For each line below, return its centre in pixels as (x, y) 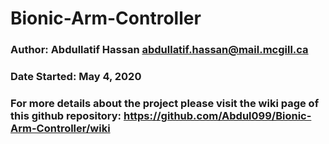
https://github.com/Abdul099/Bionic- (217, 115)
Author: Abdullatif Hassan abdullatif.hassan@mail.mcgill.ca (159, 50)
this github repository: (66, 115)
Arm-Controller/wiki (60, 128)
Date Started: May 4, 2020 (76, 77)
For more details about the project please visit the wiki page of (165, 103)
